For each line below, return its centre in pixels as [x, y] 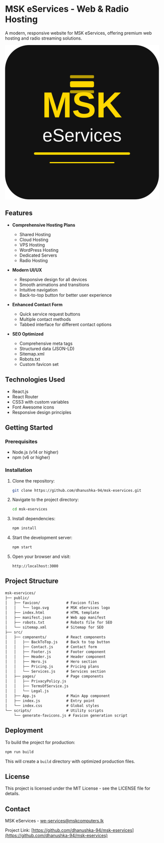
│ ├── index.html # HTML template [52, 613]
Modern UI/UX [27, 270]
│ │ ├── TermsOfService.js [37, 686]
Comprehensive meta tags [46, 343]
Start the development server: [42, 538]
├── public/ [17, 598]
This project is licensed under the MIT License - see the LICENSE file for [78, 788]
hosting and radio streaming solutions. [44, 38]
